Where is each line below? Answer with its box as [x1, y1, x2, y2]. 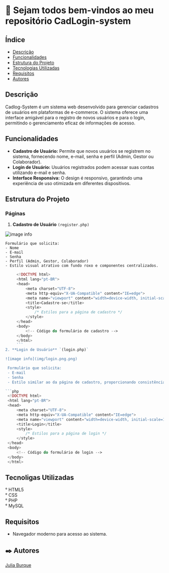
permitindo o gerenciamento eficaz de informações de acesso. [5, 120, 136, 126]
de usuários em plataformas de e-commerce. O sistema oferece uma [5, 109, 148, 115]
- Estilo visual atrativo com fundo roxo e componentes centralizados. [5, 263, 158, 269]
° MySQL [5, 503, 24, 509]
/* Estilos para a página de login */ [25, 431, 107, 436]
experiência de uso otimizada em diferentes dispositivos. [12, 180, 131, 186]
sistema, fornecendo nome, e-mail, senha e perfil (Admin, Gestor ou [12, 153, 154, 159]
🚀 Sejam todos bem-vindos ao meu [5, 5, 154, 16]
